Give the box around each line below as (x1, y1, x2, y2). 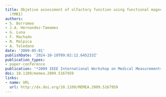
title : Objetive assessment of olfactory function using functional (5, 7, 149, 12)
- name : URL (5, 80, 30, 85)
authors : (5, 16, 23, 21)
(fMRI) (9, 12, 23, 17)
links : (5, 75, 19, 80)
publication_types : (5, 57, 45, 62)
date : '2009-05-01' (5, 48, 45, 53)
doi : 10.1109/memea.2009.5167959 (5, 71, 74, 76)
